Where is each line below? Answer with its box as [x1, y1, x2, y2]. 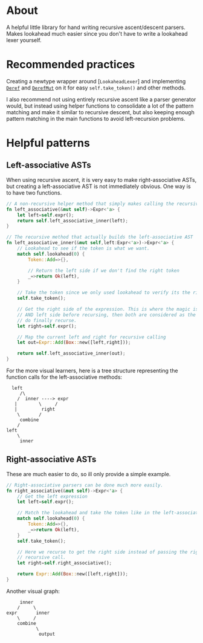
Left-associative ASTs [6, 160, 92, 170]
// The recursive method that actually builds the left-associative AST [6, 234, 193, 241]
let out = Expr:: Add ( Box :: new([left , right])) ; [17, 340, 131, 346]
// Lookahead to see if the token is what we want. [17, 245, 150, 251]
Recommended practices [6, 58, 135, 71]
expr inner [6, 610, 50, 616]
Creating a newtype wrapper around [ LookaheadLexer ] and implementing [6, 77, 186, 85]
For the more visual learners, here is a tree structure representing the [6, 367, 178, 374]
